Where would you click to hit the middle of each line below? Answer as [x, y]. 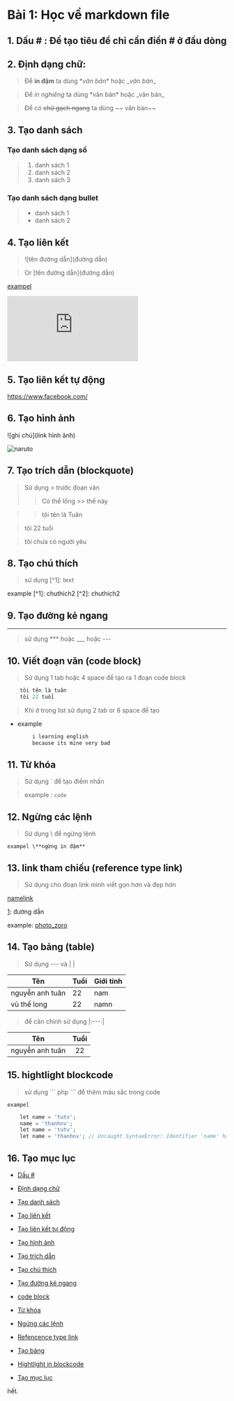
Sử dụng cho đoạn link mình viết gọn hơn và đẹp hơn [100, 885]
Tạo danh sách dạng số [47, 150]
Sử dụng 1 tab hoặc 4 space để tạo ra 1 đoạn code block [105, 678]
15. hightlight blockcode [60, 1075]
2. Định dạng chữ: [47, 64]
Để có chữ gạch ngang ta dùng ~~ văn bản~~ [90, 108]
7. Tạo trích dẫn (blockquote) [71, 471]
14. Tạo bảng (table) [51, 947]
